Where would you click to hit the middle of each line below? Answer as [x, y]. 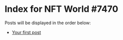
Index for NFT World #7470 [61, 9]
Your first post [26, 32]
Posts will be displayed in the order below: [48, 23]
